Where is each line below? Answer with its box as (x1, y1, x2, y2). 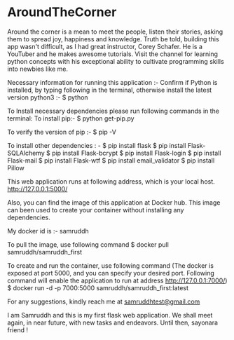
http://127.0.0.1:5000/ (7, 184, 68, 193)
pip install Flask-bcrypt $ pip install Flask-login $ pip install (51, 149, 221, 157)
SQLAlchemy (7, 149, 46, 157)
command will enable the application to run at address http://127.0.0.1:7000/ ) (7, 276, 228, 285)
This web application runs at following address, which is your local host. (7, 177, 215, 186)
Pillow (7, 163, 25, 172)
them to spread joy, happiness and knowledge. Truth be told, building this (7, 34, 219, 43)
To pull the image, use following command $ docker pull (7, 240, 170, 249)
